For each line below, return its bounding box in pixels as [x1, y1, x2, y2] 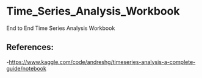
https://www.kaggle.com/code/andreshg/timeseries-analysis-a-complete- [9, 58, 196, 65]
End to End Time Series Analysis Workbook [6, 24, 115, 32]
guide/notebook [6, 65, 47, 72]
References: [6, 42, 54, 52]
